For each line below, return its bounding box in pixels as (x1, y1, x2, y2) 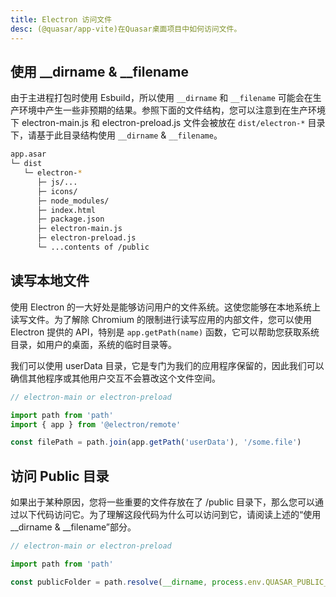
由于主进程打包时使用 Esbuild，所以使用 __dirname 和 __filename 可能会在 (10, 92, 313, 104)
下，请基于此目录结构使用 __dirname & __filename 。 (10, 129, 223, 141)
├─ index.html (36, 205, 97, 215)
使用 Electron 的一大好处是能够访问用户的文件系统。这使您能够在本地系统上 (10, 301, 322, 313)
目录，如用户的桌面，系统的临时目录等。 (10, 338, 177, 350)
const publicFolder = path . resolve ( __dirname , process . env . (10, 577, 267, 587)
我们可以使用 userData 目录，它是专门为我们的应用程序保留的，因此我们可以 (10, 359, 325, 371)
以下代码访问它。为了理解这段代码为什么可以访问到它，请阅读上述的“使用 (18, 509, 322, 521)
